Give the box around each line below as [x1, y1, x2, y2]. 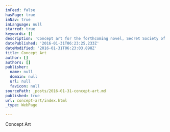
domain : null [10, 74, 38, 79]
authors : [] [5, 60, 31, 65]
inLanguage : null [5, 21, 42, 27]
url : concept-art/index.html [5, 98, 67, 103]
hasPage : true [5, 12, 36, 17]
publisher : [5, 64, 29, 70]
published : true [5, 93, 40, 98]
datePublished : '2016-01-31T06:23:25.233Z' [5, 41, 100, 46]
